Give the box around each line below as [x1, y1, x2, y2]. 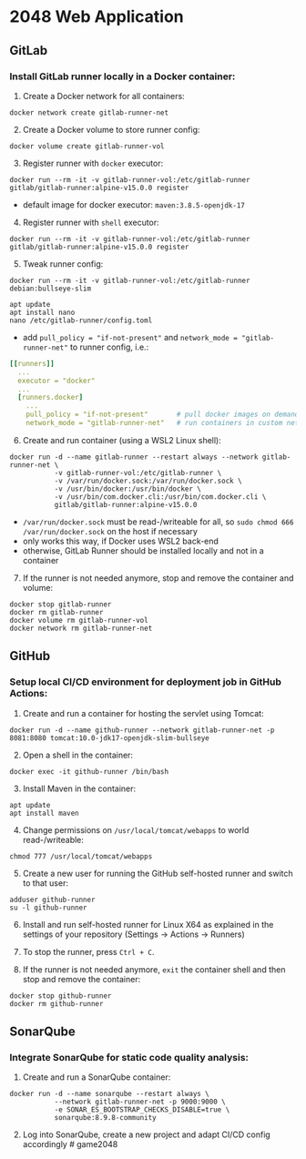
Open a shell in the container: [22, 749, 134, 760]
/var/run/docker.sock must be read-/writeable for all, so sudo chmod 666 [22, 516, 294, 527]
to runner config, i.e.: [69, 341, 149, 352]
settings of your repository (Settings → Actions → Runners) [22, 929, 246, 940]
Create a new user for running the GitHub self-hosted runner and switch [22, 868, 293, 879]
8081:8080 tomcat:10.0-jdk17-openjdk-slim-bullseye [9, 733, 209, 743]
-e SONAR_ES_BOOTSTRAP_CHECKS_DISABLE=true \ [54, 1105, 230, 1114]
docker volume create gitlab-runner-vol [9, 141, 166, 151]
